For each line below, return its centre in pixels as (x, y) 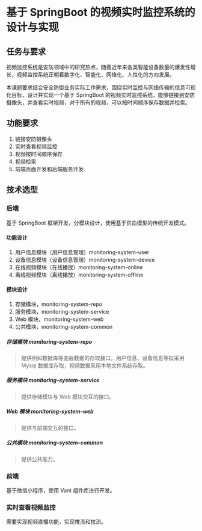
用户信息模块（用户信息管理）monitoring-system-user (82, 252)
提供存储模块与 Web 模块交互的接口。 (68, 396)
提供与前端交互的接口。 (50, 427)
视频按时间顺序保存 (39, 154)
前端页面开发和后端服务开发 (49, 169)
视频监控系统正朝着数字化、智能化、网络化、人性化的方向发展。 (96, 75)
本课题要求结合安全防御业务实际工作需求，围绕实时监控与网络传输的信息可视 (101, 87)
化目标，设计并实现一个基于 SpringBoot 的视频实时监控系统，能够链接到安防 (101, 95)
